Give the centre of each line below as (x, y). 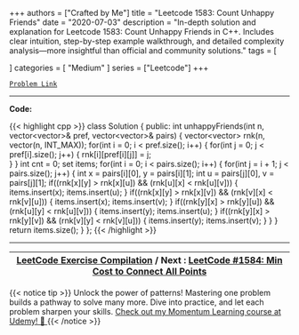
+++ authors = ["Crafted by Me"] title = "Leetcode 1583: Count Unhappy (142, 13)
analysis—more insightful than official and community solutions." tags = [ (143, 51)
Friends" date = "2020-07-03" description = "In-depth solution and (133, 22)
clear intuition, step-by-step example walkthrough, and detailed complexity (147, 41)
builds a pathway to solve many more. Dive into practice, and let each (137, 302)
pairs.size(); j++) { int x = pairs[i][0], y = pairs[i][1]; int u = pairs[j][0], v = (142, 173)
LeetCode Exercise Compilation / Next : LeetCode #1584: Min (149, 260)
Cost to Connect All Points (149, 271)
